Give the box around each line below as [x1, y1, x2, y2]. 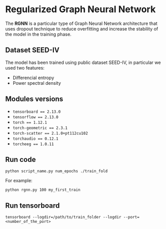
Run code [5, 155, 36, 163]
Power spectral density [12, 80, 61, 86]
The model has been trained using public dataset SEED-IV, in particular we [5, 59, 161, 66]
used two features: [5, 64, 45, 71]
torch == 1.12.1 [12, 120, 47, 125]
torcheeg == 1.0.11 [12, 141, 54, 147]
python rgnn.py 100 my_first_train [5, 187, 81, 192]
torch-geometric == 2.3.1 [12, 125, 68, 130]
